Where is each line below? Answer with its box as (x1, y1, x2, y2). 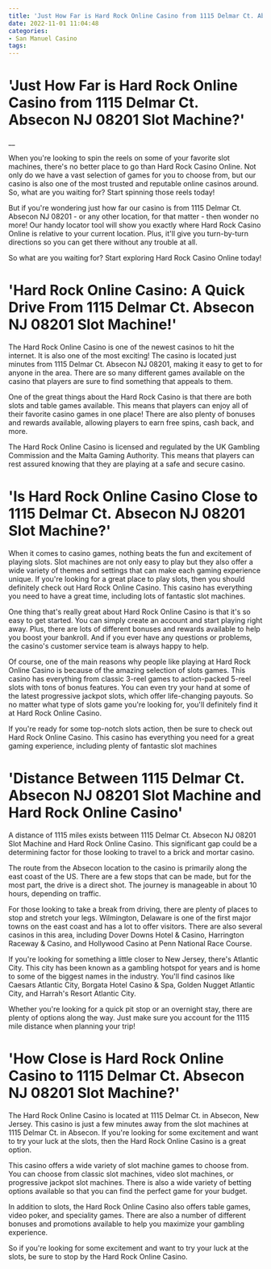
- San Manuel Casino (8, 34, 78, 43)
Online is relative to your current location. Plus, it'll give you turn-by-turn (8, 229, 248, 239)
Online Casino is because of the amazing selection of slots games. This (8, 665, 246, 674)
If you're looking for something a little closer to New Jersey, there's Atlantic (8, 954, 259, 964)
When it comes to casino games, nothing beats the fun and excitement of (8, 548, 252, 557)
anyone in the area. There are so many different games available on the (8, 368, 245, 378)
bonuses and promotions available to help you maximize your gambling (8, 1219, 244, 1229)
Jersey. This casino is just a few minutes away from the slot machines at (8, 1119, 248, 1129)
